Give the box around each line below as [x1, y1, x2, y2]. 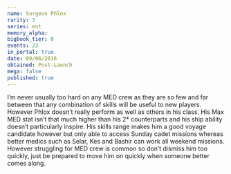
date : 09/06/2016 [7, 55, 57, 62]
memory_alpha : [7, 29, 48, 37]
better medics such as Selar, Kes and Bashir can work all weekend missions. [7, 137, 225, 146]
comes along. [7, 159, 46, 168]
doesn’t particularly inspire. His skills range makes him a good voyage [7, 122, 206, 131]
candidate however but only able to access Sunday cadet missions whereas [7, 130, 223, 138]
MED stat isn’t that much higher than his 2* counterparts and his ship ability [7, 115, 223, 124]
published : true [7, 74, 54, 81]
